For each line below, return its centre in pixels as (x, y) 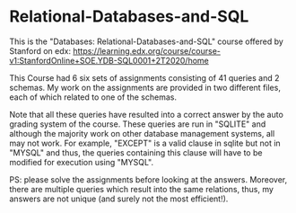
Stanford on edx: (40, 50)
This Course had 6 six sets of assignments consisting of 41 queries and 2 (144, 77)
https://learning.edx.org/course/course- (147, 50)
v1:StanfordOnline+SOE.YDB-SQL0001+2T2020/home (109, 60)
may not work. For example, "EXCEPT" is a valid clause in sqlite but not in (145, 143)
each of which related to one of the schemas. (93, 97)
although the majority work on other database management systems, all (142, 133)
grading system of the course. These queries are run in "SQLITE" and (138, 124)
